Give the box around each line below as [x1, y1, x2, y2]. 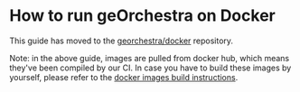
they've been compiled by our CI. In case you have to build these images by [9, 62, 292, 73]
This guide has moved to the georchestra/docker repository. [9, 35, 233, 46]
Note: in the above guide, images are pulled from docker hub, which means [9, 52, 290, 63]
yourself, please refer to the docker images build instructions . [9, 71, 239, 82]
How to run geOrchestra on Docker [9, 5, 276, 26]
